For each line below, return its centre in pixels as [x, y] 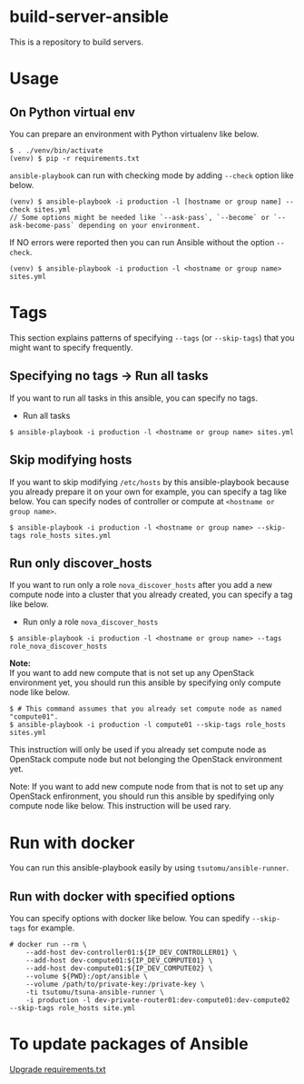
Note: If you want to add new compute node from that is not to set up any [147, 787]
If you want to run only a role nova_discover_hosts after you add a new [141, 585]
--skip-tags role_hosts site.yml [73, 1009]
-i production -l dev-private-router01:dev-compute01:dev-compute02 [158, 1000]
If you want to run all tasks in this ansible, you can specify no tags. [134, 398]
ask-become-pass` [42, 225]
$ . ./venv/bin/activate [56, 150]
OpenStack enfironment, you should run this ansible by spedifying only [142, 796]
